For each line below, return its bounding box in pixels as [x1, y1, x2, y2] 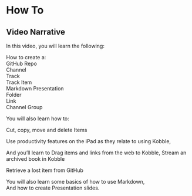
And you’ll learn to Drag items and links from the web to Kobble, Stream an [6, 149, 187, 156]
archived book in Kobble [6, 156, 65, 162]
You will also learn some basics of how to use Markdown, [6, 178, 145, 185]
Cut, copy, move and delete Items [6, 127, 87, 133]
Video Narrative [6, 27, 66, 37]
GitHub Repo [6, 60, 37, 67]
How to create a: [6, 54, 46, 60]
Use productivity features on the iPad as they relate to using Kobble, [6, 138, 171, 144]
